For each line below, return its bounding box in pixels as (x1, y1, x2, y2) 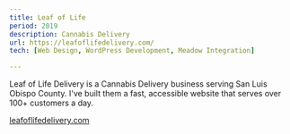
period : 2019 (9, 21, 58, 30)
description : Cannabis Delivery (9, 29, 130, 38)
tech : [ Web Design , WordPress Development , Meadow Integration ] (9, 46, 255, 55)
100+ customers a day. (9, 97, 94, 108)
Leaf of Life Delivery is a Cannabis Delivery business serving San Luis (9, 79, 268, 89)
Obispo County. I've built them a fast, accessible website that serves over (9, 88, 282, 99)
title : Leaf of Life (9, 13, 87, 22)
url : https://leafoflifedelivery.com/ (9, 38, 154, 47)
